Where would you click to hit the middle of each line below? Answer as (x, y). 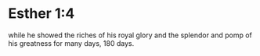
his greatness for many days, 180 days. (71, 43)
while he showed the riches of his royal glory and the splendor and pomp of (130, 35)
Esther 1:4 (42, 14)
